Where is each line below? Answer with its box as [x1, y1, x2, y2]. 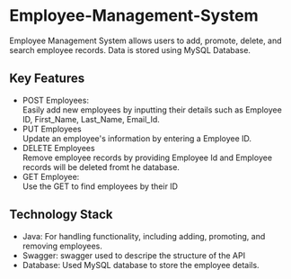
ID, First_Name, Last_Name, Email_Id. [22, 113, 160, 124]
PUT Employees [22, 123, 83, 134]
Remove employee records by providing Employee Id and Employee [22, 152, 272, 163]
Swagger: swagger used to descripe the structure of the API [22, 249, 245, 261]
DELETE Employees [22, 142, 96, 153]
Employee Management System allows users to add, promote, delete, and [9, 35, 282, 46]
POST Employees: [22, 94, 90, 105]
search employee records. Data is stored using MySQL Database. [9, 44, 251, 55]
